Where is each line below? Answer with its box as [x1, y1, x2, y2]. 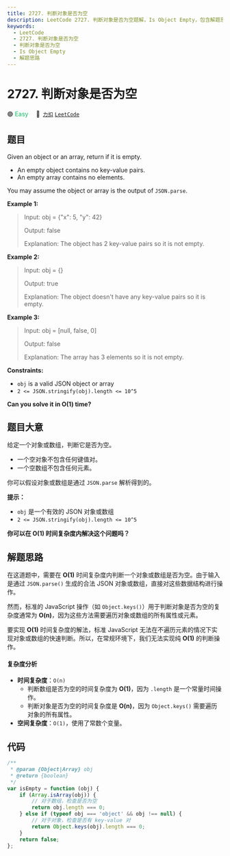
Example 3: [7, 313, 40, 321]
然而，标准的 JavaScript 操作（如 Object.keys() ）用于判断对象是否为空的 [7, 603, 214, 611]
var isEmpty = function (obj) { [7, 785, 99, 792]
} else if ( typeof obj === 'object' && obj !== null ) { [19, 811, 183, 818]
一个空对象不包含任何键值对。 [16, 455, 101, 464]
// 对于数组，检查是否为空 [31, 798, 97, 805]
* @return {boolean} [10, 772, 69, 779]
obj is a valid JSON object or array [16, 379, 114, 388]
